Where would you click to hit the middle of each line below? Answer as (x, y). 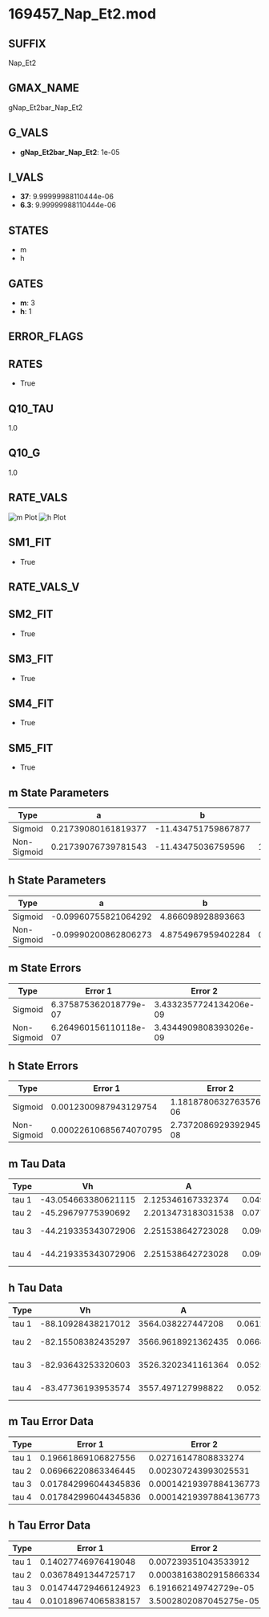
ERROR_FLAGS (46, 337)
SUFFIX (27, 44)
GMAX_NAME (44, 88)
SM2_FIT (31, 614)
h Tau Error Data (50, 1526)
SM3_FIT (31, 659)
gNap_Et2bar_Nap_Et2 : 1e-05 (70, 152)
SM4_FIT (31, 703)
